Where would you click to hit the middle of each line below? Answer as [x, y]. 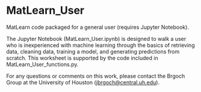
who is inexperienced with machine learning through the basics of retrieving [100, 45]
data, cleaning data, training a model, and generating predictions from [93, 51]
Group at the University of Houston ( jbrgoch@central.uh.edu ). [83, 82]
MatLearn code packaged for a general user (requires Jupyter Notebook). [98, 27]
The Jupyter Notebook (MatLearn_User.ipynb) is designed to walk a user [96, 38]
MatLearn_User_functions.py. [42, 64]
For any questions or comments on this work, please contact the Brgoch [96, 76]
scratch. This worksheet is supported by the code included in [82, 58]
